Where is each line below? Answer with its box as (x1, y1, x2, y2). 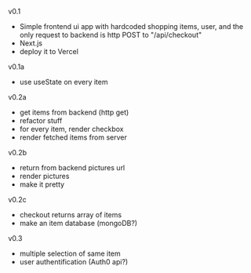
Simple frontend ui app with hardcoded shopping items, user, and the (19, 22, 244, 31)
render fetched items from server (19, 133, 128, 142)
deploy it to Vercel (19, 47, 78, 56)
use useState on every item (19, 78, 108, 86)
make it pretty (19, 180, 65, 189)
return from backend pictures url (19, 163, 125, 172)
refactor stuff (19, 116, 63, 125)
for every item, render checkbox (19, 125, 124, 133)
